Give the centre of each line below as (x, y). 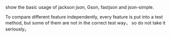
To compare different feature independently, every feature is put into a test (84, 17)
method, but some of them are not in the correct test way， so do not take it (86, 23)
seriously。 (17, 29)
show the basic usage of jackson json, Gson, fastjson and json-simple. (80, 7)
